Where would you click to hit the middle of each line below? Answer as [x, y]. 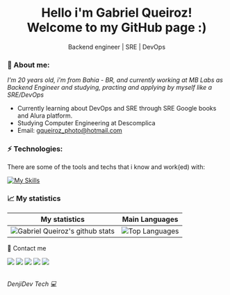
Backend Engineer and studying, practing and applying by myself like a [110, 88]
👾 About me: [28, 65]
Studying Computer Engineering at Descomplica [86, 123]
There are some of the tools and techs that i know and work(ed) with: [106, 167]
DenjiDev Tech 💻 [32, 284]
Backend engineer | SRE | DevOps [117, 47]
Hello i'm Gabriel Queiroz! [117, 13]
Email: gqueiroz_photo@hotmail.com [70, 131]
